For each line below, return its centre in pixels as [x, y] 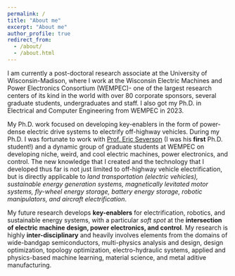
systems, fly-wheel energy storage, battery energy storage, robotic [105, 192]
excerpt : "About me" [38, 27]
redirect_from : [30, 40]
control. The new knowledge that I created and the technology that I [106, 161]
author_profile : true [39, 33]
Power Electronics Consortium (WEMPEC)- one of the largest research [110, 88]
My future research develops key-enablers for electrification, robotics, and [116, 213]
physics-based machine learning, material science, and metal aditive [107, 257]
